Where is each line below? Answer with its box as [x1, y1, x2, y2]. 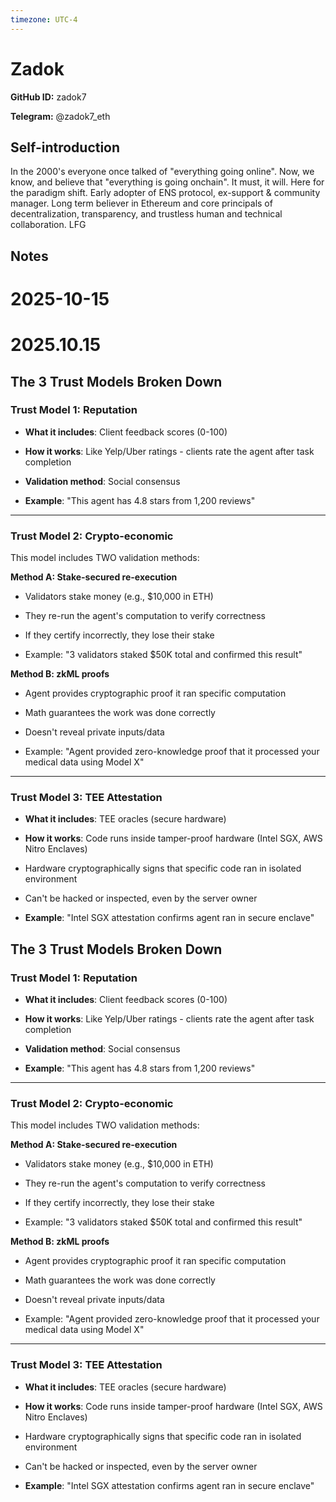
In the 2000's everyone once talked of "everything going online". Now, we [10, 166, 315, 178]
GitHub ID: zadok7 [10, 91, 87, 103]
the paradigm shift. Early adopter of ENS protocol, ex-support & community [10, 187, 321, 199]
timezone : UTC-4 [10, 14, 78, 25]
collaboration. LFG [10, 219, 87, 231]
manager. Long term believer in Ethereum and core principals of [10, 197, 273, 210]
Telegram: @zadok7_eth [10, 110, 111, 122]
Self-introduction [10, 139, 121, 156]
